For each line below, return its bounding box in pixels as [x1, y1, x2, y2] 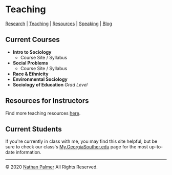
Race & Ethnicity [12, 71, 49, 77]
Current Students [5, 124, 62, 134]
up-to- [149, 144, 163, 150]
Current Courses [5, 35, 60, 44]
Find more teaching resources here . [5, 110, 81, 116]
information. [15, 149, 42, 156]
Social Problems [12, 60, 49, 66]
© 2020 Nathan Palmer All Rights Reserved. [5, 164, 98, 170]
